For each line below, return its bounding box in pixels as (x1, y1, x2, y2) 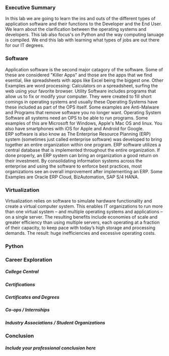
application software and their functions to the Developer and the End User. (5, 21, 162, 27)
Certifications (5, 281, 35, 287)
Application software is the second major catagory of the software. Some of (5, 66, 163, 72)
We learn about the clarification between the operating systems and (5, 26, 146, 32)
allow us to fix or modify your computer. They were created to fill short (5, 93, 152, 99)
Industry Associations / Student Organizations (5, 320, 105, 326)
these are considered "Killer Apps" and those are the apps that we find (5, 72, 152, 78)
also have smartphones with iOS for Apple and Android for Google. (5, 125, 144, 131)
